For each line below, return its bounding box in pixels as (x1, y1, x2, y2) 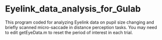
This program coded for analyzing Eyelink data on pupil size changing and (5, 19, 154, 25)
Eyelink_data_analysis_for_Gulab (5, 3, 141, 14)
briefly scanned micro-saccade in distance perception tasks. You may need (5, 24, 157, 30)
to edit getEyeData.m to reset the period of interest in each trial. (5, 29, 133, 35)
